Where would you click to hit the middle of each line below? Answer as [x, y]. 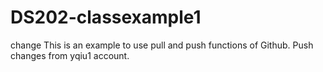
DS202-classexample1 [106, 17]
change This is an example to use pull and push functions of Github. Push [162, 45]
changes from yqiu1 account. [70, 55]
